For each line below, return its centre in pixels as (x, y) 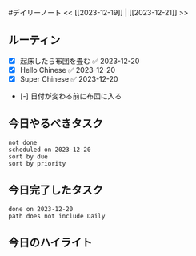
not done (23, 142)
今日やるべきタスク (56, 124)
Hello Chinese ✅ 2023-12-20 (68, 70)
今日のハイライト (50, 243)
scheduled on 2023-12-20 (50, 150)
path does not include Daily (57, 216)
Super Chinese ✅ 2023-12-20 (69, 78)
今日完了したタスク (56, 190)
